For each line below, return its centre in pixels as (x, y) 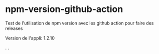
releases (14, 28)
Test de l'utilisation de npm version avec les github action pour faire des (79, 23)
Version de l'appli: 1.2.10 (30, 38)
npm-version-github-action (64, 9)
